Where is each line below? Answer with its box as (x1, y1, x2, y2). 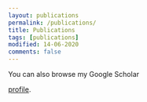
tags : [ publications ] (8, 33, 79, 42)
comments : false (8, 48, 61, 56)
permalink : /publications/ (8, 19, 97, 27)
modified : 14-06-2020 (8, 41, 79, 49)
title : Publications (8, 26, 76, 34)
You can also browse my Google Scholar (8, 70, 140, 78)
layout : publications (8, 11, 79, 20)
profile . (8, 85, 31, 94)
